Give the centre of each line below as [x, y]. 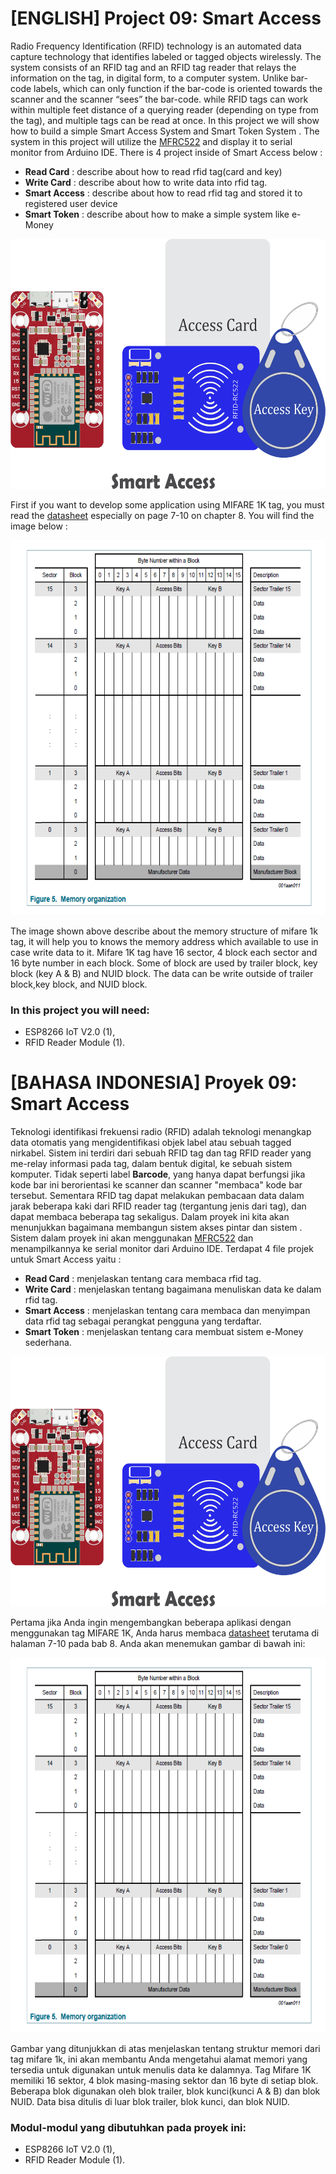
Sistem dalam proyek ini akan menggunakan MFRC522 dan [132, 1238]
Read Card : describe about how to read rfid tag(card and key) [153, 171]
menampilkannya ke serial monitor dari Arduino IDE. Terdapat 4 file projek [162, 1249]
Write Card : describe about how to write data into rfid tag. [146, 182]
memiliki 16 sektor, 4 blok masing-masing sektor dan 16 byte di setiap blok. [164, 2081]
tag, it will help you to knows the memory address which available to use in [164, 941]
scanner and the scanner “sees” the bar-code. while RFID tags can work [159, 99]
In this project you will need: [80, 1010]
